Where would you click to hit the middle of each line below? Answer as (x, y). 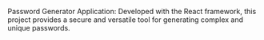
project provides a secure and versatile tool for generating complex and (126, 20)
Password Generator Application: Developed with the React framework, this (132, 11)
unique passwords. (39, 28)
